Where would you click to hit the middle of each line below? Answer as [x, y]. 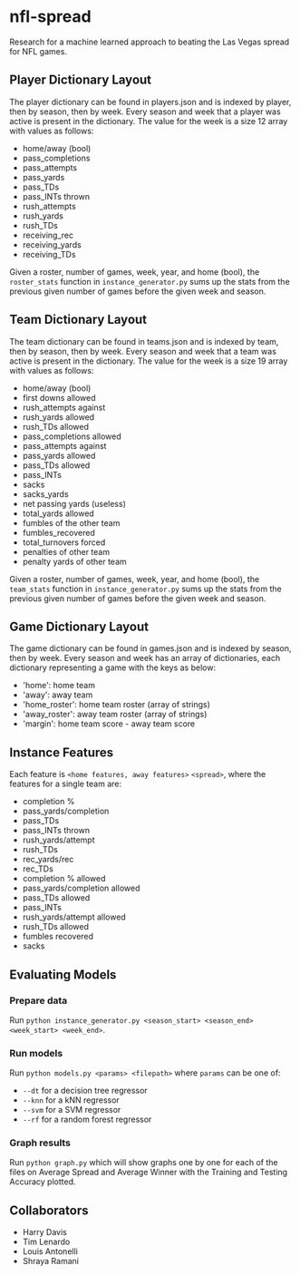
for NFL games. [39, 51]
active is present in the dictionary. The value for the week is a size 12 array [149, 121]
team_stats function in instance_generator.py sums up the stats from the [146, 589]
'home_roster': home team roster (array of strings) [116, 705]
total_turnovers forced [64, 542]
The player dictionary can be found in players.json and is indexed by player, [150, 102]
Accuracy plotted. [43, 1182]
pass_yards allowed [59, 455]
